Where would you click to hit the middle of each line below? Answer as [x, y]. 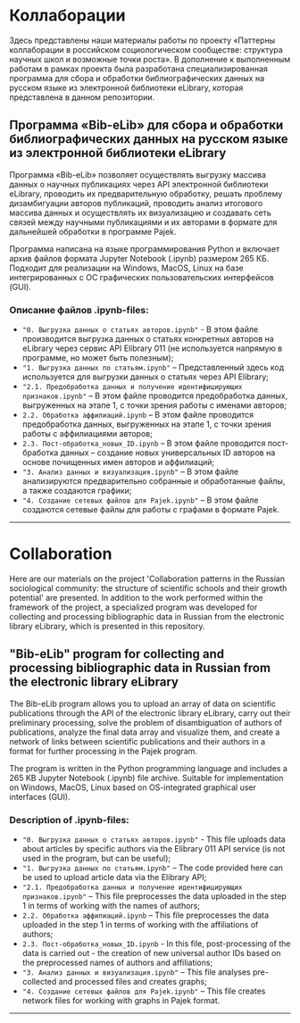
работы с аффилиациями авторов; [87, 434]
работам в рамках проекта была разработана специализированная [138, 69]
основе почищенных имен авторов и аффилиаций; [118, 462]
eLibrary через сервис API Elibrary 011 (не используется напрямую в [152, 348]
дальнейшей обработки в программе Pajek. [93, 231]
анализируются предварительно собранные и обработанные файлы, [154, 481]
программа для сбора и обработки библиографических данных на [137, 78]
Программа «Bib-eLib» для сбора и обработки [146, 125]
